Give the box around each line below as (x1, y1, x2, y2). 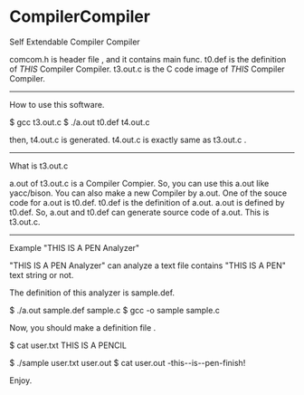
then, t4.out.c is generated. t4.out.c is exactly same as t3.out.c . (9, 134, 247, 145)
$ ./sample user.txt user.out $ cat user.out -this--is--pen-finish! (9, 357, 246, 368)
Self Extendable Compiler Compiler (9, 36, 140, 47)
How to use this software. (9, 99, 105, 110)
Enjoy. (9, 374, 33, 386)
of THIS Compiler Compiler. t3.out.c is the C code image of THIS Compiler (9, 63, 285, 74)
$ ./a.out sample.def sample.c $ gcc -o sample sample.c (9, 304, 220, 315)
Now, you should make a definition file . (9, 322, 157, 332)
